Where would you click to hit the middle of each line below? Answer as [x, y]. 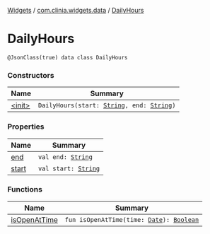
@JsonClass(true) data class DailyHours [68, 57]
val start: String [69, 168]
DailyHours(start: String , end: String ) [107, 106]
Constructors [31, 75]
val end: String [65, 157]
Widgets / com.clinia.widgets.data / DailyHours [76, 10]
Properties [26, 127]
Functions [25, 189]
